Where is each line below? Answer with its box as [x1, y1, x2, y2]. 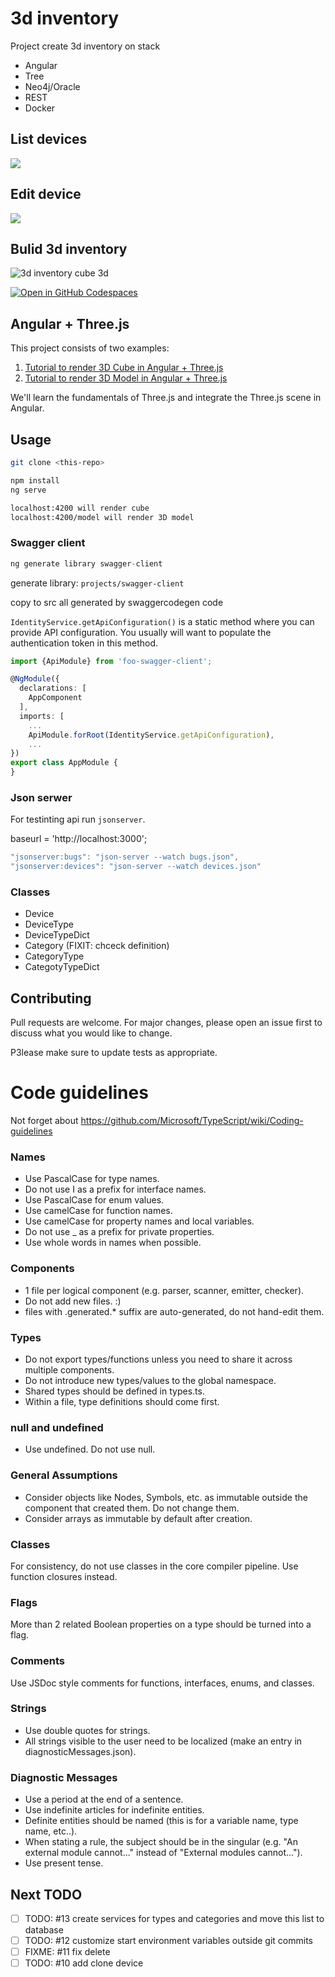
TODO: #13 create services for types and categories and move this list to [24, 1912, 325, 1924]
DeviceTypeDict [24, 929, 90, 941]
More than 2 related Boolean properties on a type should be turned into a [10, 1618, 312, 1631]
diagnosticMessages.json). [24, 1745, 137, 1757]
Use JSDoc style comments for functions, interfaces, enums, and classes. [10, 1677, 315, 1689]
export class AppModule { [10, 758, 118, 768]
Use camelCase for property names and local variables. [24, 1215, 255, 1227]
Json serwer [10, 790, 73, 804]
